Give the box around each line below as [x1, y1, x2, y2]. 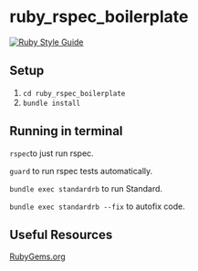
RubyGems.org [9, 251, 66, 262]
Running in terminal [9, 123, 123, 139]
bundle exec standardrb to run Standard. [9, 182, 162, 193]
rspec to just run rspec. [9, 148, 94, 159]
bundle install [22, 99, 81, 108]
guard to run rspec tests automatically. [9, 165, 153, 176]
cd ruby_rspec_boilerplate [22, 89, 126, 98]
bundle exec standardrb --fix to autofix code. [9, 201, 185, 212]
